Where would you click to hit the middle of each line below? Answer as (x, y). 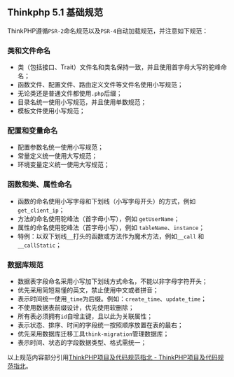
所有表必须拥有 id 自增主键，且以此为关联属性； (85, 316)
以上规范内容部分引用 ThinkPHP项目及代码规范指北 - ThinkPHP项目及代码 (113, 357)
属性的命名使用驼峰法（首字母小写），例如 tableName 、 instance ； (111, 227)
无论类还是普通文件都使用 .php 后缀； (70, 94)
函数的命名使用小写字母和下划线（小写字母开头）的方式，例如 (106, 201)
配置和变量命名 (33, 131)
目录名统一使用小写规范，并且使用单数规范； (82, 102)
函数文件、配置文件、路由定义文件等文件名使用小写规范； (100, 85)
